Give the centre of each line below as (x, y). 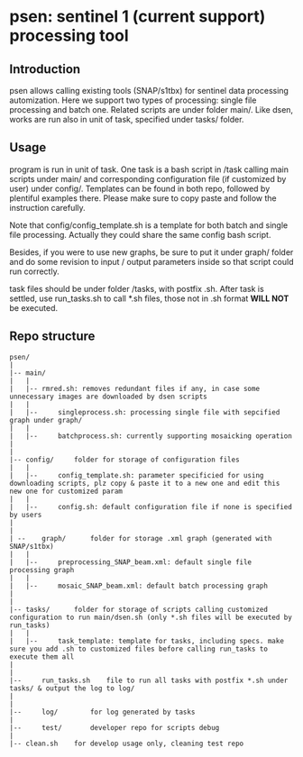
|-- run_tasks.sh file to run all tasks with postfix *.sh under (149, 680)
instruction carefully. (47, 207)
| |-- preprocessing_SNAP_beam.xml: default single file (131, 562)
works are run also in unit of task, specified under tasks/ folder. (127, 119)
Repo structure (52, 337)
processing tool (69, 36)
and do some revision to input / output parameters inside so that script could (151, 261)
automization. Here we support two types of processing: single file (133, 100)
